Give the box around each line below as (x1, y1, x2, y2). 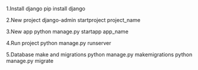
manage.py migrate (6, 58, 54, 64)
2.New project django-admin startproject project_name (6, 17, 140, 23)
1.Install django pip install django (6, 5, 86, 12)
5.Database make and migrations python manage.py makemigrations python (6, 51, 193, 58)
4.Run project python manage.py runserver (6, 40, 111, 46)
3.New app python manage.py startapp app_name (6, 28, 129, 35)
